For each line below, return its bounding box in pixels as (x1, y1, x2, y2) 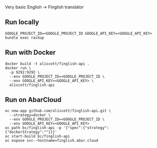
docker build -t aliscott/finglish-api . (5, 61, 90, 66)
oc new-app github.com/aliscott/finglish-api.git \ (5, 109, 111, 114)
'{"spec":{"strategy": (63, 126, 109, 131)
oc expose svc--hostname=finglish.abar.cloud (5, 138, 98, 143)
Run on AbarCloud (5, 96, 62, 104)
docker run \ (5, 66, 31, 70)
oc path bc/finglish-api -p (5, 126, 62, 131)
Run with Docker (5, 49, 56, 57)
